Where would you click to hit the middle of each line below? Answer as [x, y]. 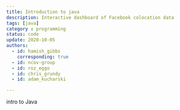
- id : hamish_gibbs [36, 51]
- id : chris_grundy [36, 74]
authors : [17, 46]
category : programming [36, 29]
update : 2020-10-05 [31, 40]
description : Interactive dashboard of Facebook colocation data [90, 18]
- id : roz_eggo [31, 68]
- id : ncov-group [34, 62]
